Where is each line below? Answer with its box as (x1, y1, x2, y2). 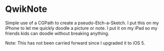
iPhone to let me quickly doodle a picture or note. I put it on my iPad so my (5, 25, 158, 31)
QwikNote (5, 3, 47, 15)
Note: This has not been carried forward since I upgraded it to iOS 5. (5, 40, 146, 46)
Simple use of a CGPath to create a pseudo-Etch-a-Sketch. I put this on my (5, 20, 159, 26)
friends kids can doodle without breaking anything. (5, 30, 109, 36)
